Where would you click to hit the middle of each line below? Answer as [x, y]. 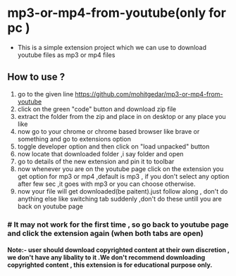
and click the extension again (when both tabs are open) [105, 233]
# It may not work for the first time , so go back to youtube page [118, 225]
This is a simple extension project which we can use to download [112, 47]
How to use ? [36, 77]
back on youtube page [50, 206]
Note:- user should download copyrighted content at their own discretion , [118, 250]
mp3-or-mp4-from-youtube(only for [117, 13]
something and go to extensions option [74, 139]
